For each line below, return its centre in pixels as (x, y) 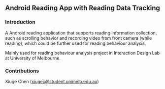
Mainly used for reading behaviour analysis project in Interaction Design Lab (82, 53)
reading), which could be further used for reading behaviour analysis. (76, 43)
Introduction (20, 22)
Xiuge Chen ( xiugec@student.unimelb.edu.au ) (52, 81)
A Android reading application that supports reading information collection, (81, 33)
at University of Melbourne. (33, 58)
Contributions (22, 71)
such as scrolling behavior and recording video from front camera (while (79, 38)
